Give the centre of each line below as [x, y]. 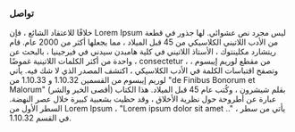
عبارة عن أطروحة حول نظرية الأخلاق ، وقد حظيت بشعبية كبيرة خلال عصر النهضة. [143, 99]
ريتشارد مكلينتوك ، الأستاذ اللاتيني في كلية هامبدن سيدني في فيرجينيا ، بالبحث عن [143, 52]
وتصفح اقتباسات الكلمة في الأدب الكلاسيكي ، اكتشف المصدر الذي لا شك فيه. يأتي [144, 70]
